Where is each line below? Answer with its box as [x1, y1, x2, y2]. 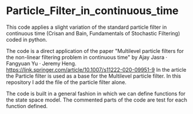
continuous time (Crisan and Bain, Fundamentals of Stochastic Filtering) [6, 29, 181, 36]
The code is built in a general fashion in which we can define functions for [6, 90, 186, 97]
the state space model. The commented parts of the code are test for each [6, 96, 187, 103]
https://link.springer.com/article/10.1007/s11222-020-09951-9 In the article [6, 66, 187, 73]
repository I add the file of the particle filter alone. [6, 78, 127, 86]
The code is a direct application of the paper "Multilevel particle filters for [6, 47, 184, 54]
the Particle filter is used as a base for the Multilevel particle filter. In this [6, 72, 181, 79]
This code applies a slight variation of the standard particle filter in [6, 24, 167, 31]
